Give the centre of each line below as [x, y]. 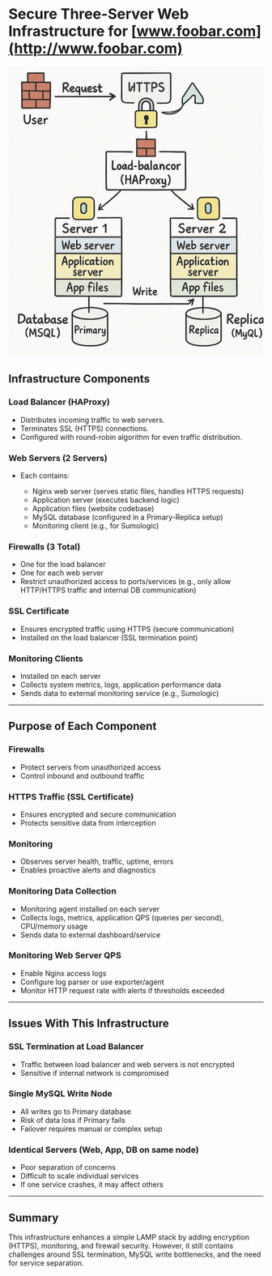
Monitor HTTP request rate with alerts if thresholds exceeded [122, 990]
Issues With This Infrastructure [89, 1024]
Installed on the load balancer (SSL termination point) [109, 638]
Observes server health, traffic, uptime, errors [97, 862]
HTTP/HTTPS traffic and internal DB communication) [108, 590]
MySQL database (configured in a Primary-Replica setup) [128, 517]
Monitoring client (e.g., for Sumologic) [96, 526]
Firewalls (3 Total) [45, 546]
